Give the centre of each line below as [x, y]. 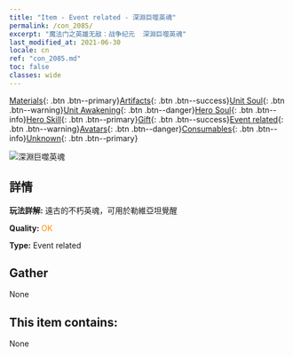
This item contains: [63, 322]
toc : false [29, 67]
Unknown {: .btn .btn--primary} [82, 138]
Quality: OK [31, 228]
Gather [29, 273]
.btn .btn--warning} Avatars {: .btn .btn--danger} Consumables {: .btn [132, 129]
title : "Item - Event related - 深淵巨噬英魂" [93, 17]
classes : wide [36, 75]
